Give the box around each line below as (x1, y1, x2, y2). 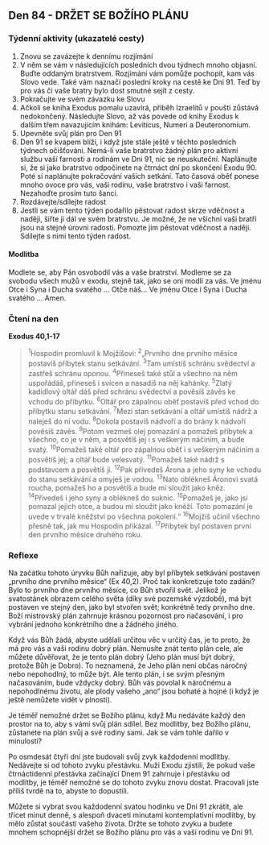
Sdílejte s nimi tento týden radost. (19, 231, 131, 241)
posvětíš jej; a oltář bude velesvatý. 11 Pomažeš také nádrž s (27, 454, 225, 464)
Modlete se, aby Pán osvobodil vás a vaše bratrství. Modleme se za (8, 267, 231, 277)
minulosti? (8, 736, 43, 746)
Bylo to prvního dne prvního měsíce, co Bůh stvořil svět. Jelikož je (8, 586, 227, 595)
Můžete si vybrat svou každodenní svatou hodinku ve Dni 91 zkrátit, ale (8, 802, 243, 811)
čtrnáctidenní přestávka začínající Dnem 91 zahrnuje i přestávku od (8, 769, 230, 779)
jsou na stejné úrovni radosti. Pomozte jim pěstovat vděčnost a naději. (19, 222, 251, 232)
